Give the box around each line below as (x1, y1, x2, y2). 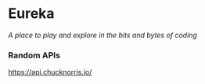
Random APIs (8, 50, 61, 61)
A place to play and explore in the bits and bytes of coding (8, 30, 197, 40)
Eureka (8, 5, 55, 23)
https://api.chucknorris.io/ (8, 68, 92, 77)
